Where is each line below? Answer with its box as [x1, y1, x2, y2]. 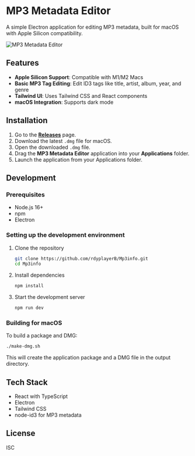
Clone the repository [14, 244, 64, 251]
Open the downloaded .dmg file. [14, 144, 90, 151]
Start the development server [14, 294, 86, 301]
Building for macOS [6, 318, 62, 326]
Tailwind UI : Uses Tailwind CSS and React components [14, 92, 148, 99]
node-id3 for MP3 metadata [14, 411, 82, 418]
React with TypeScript [14, 393, 68, 400]
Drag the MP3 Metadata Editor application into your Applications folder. [14, 149, 190, 156]
